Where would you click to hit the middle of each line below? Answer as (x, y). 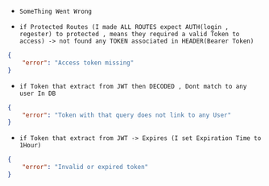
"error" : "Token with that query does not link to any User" (126, 115)
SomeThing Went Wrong (55, 11)
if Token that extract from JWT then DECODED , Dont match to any (133, 86)
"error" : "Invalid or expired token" (85, 167)
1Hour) (30, 146)
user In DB (37, 93)
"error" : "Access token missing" (78, 63)
